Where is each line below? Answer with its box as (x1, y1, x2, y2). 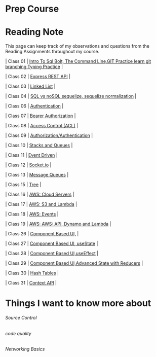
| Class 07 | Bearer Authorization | (5, 113, 76, 119)
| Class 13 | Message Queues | (5, 172, 69, 178)
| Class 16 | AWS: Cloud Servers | (5, 191, 74, 198)
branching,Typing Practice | (5, 64, 63, 70)
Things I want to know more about (5, 298, 151, 309)
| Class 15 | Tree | (5, 182, 42, 188)
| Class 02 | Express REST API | (5, 74, 71, 80)
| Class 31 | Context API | (5, 280, 57, 286)
